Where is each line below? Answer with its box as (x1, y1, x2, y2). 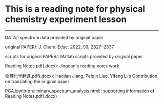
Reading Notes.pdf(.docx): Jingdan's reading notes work (5, 62, 120, 69)
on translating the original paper (5, 78, 70, 84)
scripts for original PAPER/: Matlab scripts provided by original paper (5, 53, 143, 59)
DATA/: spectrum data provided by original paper (5, 34, 103, 40)
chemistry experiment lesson (5, 14, 127, 25)
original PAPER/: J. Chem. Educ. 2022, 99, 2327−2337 (5, 44, 114, 50)
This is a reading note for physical (5, 3, 145, 15)
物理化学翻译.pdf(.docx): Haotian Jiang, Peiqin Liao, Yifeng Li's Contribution (5, 73, 158, 79)
